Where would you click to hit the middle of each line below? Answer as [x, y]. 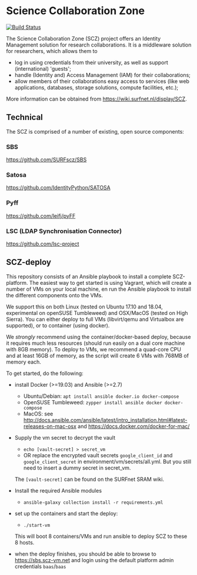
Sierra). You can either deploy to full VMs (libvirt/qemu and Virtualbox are [95, 319]
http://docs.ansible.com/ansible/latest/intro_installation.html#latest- [105, 420]
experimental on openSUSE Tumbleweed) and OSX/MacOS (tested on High [97, 313]
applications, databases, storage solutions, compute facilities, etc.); [96, 87]
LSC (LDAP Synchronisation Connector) [64, 231]
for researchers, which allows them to [52, 51]
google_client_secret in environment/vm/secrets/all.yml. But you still [107, 461]
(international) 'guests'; [43, 68]
